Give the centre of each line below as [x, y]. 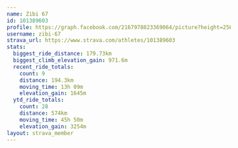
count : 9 [32, 73]
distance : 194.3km [47, 80]
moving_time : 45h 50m [51, 120]
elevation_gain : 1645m [53, 93]
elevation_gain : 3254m [53, 126]
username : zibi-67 [34, 34]
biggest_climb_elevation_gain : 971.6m [71, 60]
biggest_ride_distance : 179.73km [63, 54]
